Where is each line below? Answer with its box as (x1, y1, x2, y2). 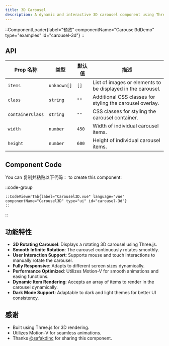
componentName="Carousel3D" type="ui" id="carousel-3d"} (5, 198, 127, 204)
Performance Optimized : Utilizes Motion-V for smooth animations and (12, 268, 159, 274)
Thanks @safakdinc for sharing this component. (12, 335, 112, 341)
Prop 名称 (14, 66, 38, 74)
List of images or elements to (93, 79, 161, 86)
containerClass (8, 112, 44, 117)
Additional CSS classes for (93, 94, 155, 101)
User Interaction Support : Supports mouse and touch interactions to (12, 252, 155, 258)
